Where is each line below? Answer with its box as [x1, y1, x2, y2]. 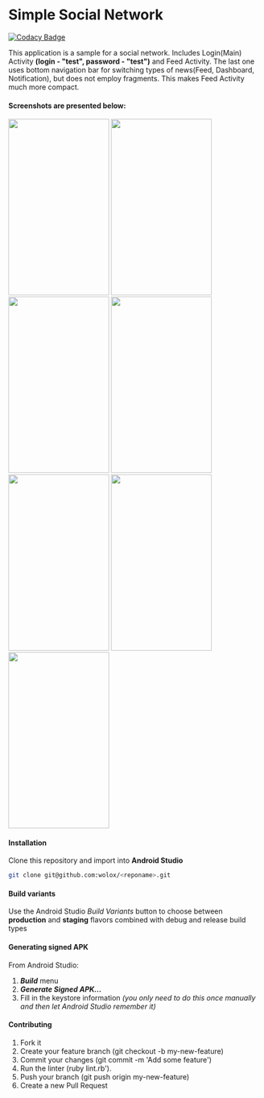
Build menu [19, 976, 59, 985]
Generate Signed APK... [19, 984, 102, 994]
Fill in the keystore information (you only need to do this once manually [19, 992, 256, 1002]
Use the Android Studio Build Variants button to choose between [8, 906, 223, 916]
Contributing [8, 1020, 52, 1030]
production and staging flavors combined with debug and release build [8, 915, 246, 925]
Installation [8, 838, 47, 847]
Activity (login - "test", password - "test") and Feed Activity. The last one [8, 56, 255, 66]
